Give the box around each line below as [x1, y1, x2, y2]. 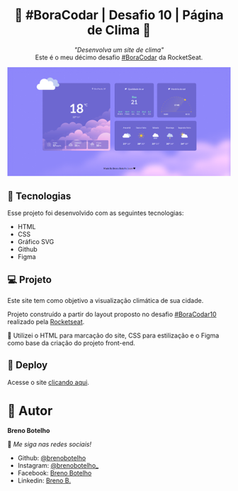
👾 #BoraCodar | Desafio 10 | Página [13, 7, 225, 23]
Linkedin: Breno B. [17, 476, 72, 485]
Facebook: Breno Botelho [17, 468, 92, 477]
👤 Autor [7, 403, 53, 419]
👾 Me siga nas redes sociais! [7, 439, 92, 449]
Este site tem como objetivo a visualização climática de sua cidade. [7, 296, 204, 304]
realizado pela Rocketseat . [7, 317, 85, 325]
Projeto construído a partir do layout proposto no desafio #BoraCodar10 [7, 310, 217, 318]
